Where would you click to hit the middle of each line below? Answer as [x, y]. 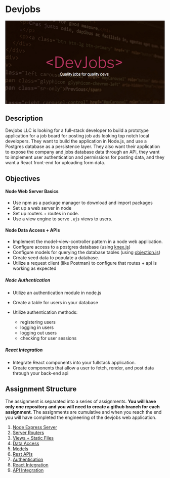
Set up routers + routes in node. [46, 213]
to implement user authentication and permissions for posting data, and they [85, 157]
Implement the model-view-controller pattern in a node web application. [88, 242]
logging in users [37, 327]
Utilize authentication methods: [45, 312]
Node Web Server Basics [32, 192]
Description [24, 118]
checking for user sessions [48, 338]
